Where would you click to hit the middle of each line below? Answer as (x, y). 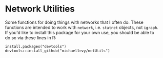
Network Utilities (40, 9)
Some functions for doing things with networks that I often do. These (74, 22)
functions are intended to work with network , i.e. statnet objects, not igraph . (82, 27)
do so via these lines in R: (31, 38)
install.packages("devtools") (36, 46)
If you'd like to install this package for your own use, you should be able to (80, 32)
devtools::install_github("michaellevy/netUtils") (58, 51)
